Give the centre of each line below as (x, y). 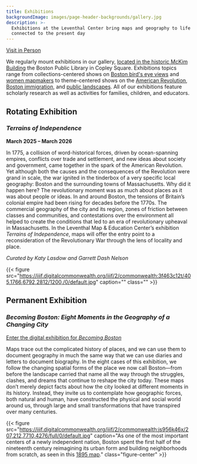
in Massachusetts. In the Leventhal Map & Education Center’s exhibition (93, 228)
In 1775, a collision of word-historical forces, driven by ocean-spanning (92, 152)
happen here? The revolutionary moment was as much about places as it (94, 190)
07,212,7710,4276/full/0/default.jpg (48, 435)
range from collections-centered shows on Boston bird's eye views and (93, 74)
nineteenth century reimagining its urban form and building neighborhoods (96, 448)
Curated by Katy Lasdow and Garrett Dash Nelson (67, 258)
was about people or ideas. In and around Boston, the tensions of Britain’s (96, 196)
